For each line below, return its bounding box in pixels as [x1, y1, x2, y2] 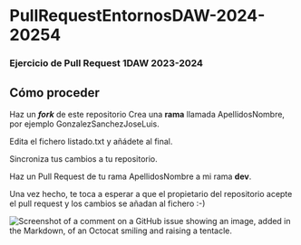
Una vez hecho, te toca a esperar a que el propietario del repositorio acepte [9, 188, 293, 199]
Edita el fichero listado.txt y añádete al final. [9, 136, 173, 146]
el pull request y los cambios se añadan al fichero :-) [9, 198, 206, 209]
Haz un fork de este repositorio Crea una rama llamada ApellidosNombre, [9, 108, 286, 119]
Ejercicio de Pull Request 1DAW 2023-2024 [9, 57, 204, 70]
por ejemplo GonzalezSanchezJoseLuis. [9, 118, 160, 129]
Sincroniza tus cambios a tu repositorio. [9, 153, 159, 164]
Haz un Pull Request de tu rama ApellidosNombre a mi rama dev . [9, 171, 252, 182]
